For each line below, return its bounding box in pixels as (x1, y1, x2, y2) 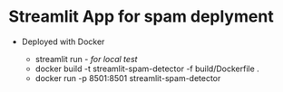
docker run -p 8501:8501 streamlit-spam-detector (34, 72, 221, 83)
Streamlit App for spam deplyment (8, 6, 274, 27)
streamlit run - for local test (34, 53, 138, 64)
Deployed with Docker (21, 36, 105, 47)
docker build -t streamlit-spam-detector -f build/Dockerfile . (34, 63, 259, 74)
